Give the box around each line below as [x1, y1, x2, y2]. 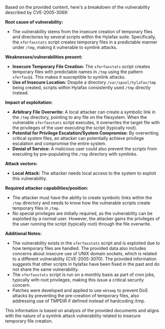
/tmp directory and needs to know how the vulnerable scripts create [12, 200, 151, 206]
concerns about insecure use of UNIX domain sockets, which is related [12, 251, 157, 256]
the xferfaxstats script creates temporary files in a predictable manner [12, 39, 158, 45]
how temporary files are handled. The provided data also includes [12, 245, 147, 251]
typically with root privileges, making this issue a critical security [12, 277, 144, 282]
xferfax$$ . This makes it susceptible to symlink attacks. [12, 74, 126, 80]
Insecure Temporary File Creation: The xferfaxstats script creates [12, 64, 151, 69]
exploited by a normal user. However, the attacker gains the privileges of [12, 216, 160, 222]
